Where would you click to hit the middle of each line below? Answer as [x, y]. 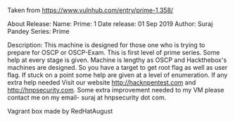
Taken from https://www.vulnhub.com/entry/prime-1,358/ [90, 10]
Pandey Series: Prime [38, 31]
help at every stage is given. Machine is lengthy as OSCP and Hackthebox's [117, 60]
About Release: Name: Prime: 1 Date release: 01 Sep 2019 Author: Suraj [110, 24]
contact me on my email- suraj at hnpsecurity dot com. [87, 97]
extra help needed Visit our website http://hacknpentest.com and [102, 83]
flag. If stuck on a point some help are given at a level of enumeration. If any [118, 75]
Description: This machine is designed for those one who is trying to [106, 45]
